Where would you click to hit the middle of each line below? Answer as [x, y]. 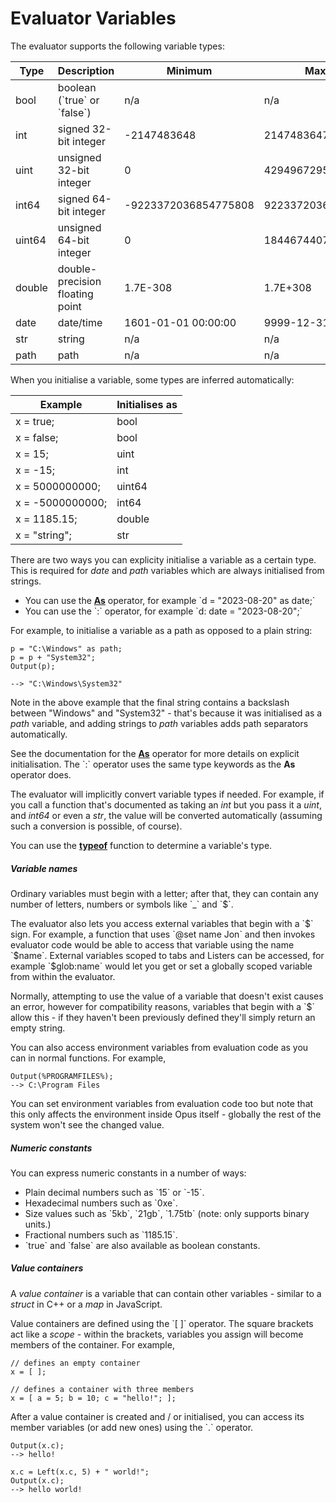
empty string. [38, 1028]
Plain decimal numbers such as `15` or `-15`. [114, 1192]
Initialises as [147, 404]
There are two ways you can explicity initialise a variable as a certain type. [163, 559]
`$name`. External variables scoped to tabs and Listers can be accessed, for [167, 955]
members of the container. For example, [92, 1344]
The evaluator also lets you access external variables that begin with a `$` [162, 923]
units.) [38, 1224]
